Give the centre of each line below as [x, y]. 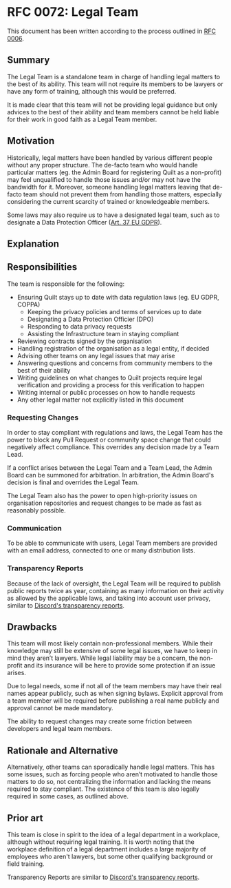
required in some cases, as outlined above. [68, 796]
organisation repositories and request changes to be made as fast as [104, 503]
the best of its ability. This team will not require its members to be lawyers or [115, 84]
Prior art [25, 818]
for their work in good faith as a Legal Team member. [82, 119]
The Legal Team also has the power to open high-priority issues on [102, 496]
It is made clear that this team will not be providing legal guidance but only [112, 105]
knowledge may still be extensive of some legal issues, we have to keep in [112, 651]
